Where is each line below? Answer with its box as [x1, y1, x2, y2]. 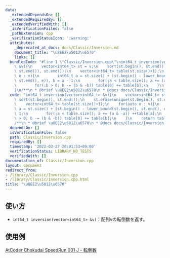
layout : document [5, 163, 42, 168]
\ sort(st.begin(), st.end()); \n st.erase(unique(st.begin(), [14, 97, 155, 102]
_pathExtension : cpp [10, 31, 53, 36]
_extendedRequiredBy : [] [10, 17, 62, 22]
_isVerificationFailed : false [10, 26, 73, 31]
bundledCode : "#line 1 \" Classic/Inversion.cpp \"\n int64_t [10, 59, 137, 64]
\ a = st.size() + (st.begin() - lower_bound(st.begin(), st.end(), [14, 106, 162, 112]
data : [5, 7, 17, 13]
